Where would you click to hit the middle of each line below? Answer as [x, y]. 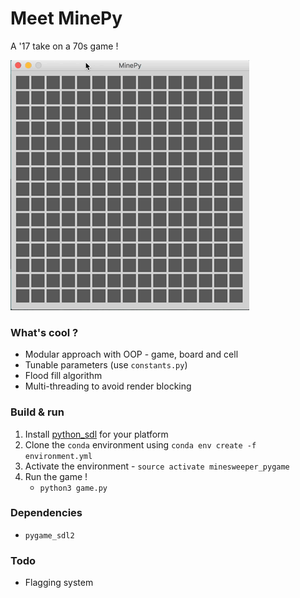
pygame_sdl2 [49, 535]
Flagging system [59, 583]
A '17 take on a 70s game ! [64, 46]
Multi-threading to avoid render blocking [108, 386]
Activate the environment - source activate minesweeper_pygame [157, 466]
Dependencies [46, 513]
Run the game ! [56, 476]
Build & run [37, 412]
